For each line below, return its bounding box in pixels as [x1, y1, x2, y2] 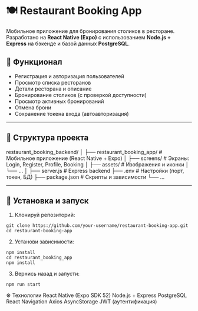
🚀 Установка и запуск [6, 196, 89, 206]
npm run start [6, 282, 41, 287]
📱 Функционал [6, 57, 62, 67]
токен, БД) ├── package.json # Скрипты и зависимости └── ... [6, 173, 165, 180]
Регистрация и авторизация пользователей [14, 72, 125, 79]
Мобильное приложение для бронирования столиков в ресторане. [6, 27, 175, 35]
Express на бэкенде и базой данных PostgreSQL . [6, 40, 130, 47]
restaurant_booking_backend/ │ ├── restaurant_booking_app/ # [6, 148, 163, 155]
